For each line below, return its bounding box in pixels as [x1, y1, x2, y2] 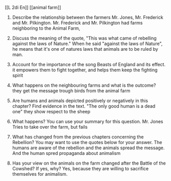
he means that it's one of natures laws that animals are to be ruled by [12, 46, 158, 52]
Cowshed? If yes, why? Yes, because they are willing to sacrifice [12, 166, 149, 171]
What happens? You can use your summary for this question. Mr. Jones [12, 118, 163, 125]
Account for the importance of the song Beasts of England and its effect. [12, 62, 166, 67]
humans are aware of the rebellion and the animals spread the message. [12, 145, 165, 151]
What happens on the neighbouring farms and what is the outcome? [12, 82, 156, 88]
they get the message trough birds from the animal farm [12, 88, 131, 94]
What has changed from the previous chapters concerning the [12, 134, 144, 140]
